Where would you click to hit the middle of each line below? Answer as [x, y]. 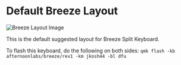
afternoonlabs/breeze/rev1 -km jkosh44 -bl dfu [66, 56]
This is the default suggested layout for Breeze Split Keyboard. [83, 39]
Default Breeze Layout [62, 11]
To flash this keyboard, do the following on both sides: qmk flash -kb [91, 50]
